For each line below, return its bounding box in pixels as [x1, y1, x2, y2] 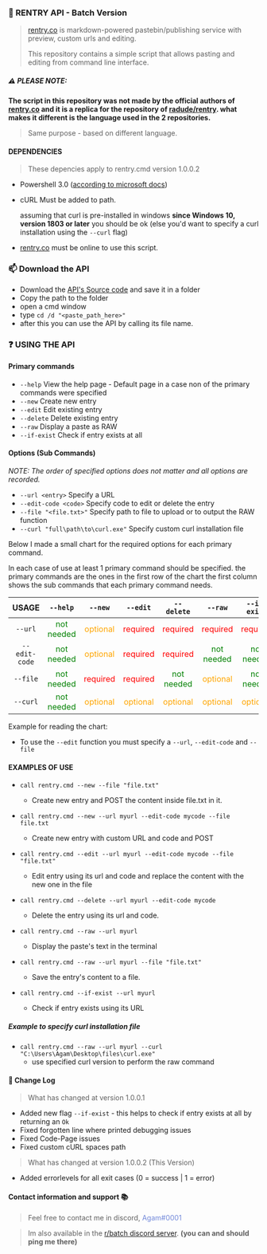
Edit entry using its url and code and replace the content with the [31, 871, 245, 881]
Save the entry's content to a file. [31, 973, 141, 982]
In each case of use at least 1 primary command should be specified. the [8, 564, 246, 573]
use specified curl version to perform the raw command [31, 1057, 215, 1067]
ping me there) [27, 1236, 78, 1246]
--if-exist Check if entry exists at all [19, 430, 143, 439]
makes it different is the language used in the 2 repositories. [8, 113, 211, 123]
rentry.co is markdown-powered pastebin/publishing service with [27, 26, 242, 35]
